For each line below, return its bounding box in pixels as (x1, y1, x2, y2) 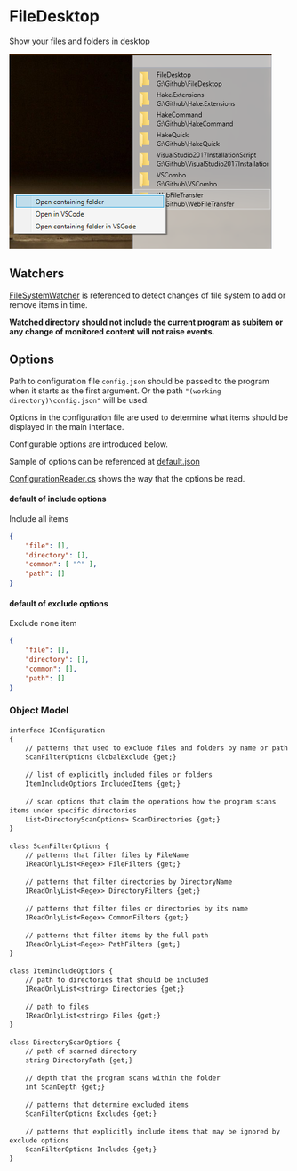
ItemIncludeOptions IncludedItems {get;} (25, 779, 181, 788)
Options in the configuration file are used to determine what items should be (9, 412, 289, 423)
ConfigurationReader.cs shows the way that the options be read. (9, 473, 245, 483)
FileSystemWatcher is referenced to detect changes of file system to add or (9, 290, 286, 301)
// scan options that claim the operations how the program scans (25, 796, 277, 806)
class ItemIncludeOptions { (9, 966, 114, 976)
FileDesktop (9, 6, 100, 27)
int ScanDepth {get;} (25, 1082, 105, 1092)
